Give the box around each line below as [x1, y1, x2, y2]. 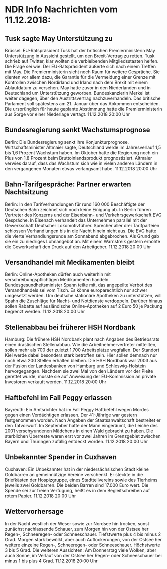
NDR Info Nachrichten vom [5, 4, 118, 15]
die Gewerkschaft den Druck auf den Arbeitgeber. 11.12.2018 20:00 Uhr [5, 244, 151, 250]
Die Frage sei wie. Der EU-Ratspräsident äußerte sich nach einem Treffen [5, 64, 156, 69]
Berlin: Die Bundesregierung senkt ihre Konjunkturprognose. [5, 139, 129, 145]
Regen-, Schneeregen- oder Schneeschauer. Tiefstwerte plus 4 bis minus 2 [5, 531, 161, 537]
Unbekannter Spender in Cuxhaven [5, 453, 117, 461]
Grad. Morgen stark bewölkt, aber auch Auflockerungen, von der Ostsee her [5, 536, 162, 542]
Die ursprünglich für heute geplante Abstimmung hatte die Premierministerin [5, 106, 162, 112]
